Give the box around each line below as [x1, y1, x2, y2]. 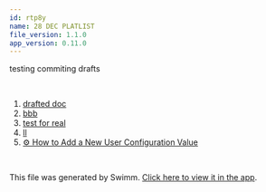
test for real [22, 118, 66, 129]
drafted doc [22, 99, 67, 110]
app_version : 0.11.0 [9, 38, 88, 48]
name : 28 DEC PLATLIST [9, 22, 95, 31]
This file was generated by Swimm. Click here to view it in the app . [9, 172, 258, 183]
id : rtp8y [9, 13, 47, 23]
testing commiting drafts [9, 63, 101, 74]
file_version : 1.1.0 [9, 30, 88, 39]
